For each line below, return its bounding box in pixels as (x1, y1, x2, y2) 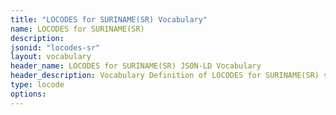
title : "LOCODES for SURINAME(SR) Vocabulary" (10, 14, 208, 25)
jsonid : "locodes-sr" (10, 42, 101, 53)
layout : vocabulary (10, 52, 92, 62)
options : (10, 89, 47, 99)
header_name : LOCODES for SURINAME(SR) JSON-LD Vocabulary (10, 61, 262, 71)
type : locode (10, 80, 65, 90)
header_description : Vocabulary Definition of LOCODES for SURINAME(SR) (10, 71, 320, 81)
